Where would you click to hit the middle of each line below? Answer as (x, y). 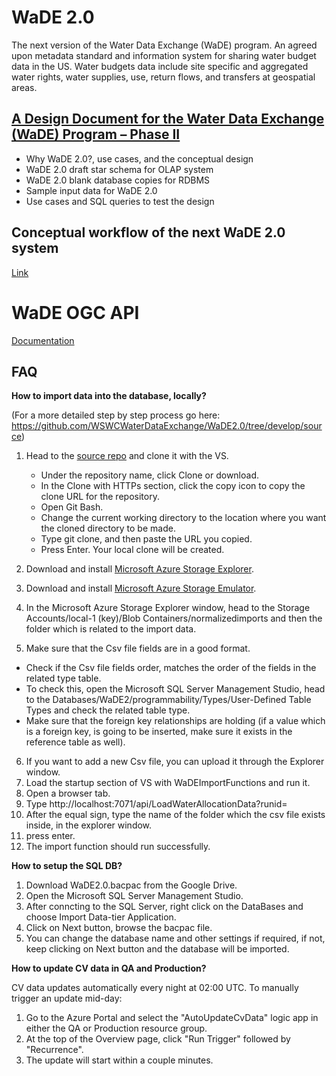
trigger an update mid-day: (67, 998)
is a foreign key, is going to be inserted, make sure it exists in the (159, 732)
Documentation (43, 340)
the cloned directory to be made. (108, 528)
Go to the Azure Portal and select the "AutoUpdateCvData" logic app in (172, 1018)
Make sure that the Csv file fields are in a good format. (138, 648)
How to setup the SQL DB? (67, 866)
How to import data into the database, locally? (109, 396)
